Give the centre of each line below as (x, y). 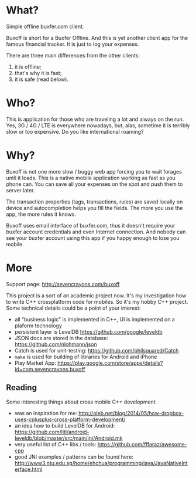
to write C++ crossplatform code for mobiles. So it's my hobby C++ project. (97, 301)
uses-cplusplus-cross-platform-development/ (70, 419)
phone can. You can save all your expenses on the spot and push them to (94, 184)
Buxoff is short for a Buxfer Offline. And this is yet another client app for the (97, 38)
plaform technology (38, 326)
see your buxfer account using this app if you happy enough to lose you (93, 238)
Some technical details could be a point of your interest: (73, 308)
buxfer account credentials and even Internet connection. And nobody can (96, 232)
